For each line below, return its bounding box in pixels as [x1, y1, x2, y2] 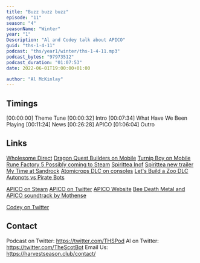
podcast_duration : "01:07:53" [6, 59, 83, 65]
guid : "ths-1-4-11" [6, 43, 56, 49]
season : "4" [6, 20, 36, 26]
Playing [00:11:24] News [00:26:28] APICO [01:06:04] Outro [6, 121, 155, 128]
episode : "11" [6, 15, 42, 21]
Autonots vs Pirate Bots [6, 174, 65, 181]
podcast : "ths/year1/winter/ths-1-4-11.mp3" [6, 48, 120, 54]
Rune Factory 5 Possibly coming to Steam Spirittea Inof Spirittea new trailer [6, 161, 194, 168]
